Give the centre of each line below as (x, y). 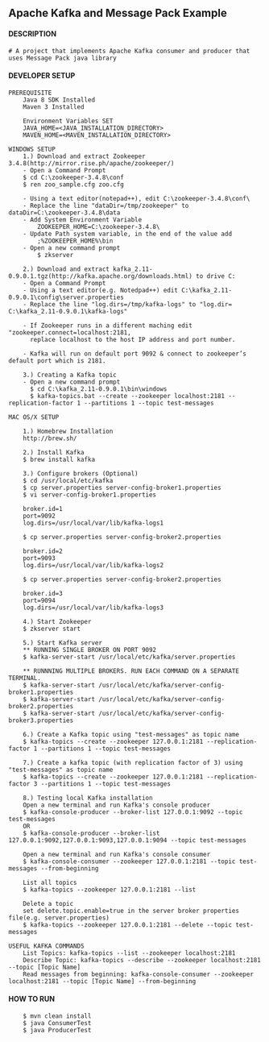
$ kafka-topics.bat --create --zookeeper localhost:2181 (127, 396)
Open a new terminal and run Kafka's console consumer (117, 854)
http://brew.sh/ (50, 438)
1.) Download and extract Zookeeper (85, 156)
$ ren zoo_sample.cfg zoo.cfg (74, 185)
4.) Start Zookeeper (57, 621)
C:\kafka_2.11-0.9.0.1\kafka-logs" (68, 311)
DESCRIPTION (33, 33)
